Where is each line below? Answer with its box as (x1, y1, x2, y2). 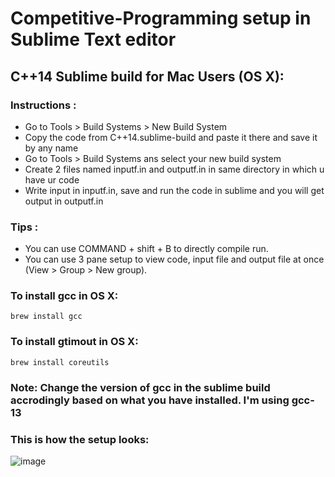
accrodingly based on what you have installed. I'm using (10, 393, 290, 407)
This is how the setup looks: (10, 432, 150, 446)
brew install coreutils (10, 357, 110, 367)
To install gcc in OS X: (10, 289, 119, 303)
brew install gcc (10, 312, 83, 322)
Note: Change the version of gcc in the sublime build (10, 380, 271, 394)
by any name (24, 142, 79, 154)
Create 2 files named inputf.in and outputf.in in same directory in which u (24, 163, 325, 175)
